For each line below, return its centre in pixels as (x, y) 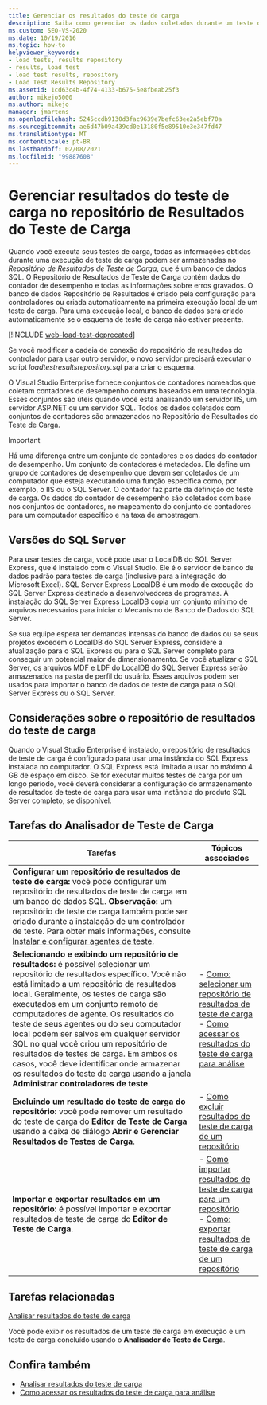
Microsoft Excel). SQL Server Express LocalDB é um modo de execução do (131, 585)
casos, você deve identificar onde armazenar (97, 1063)
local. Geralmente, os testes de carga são (89, 994)
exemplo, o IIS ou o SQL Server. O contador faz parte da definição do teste (131, 490)
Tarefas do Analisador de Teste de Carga (111, 826)
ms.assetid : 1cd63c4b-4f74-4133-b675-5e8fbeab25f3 (94, 90)
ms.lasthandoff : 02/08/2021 (55, 149)
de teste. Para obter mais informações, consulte (101, 931)
